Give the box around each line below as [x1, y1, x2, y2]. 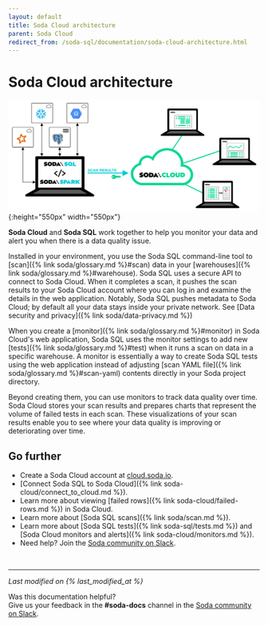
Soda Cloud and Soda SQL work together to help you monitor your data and [8, 228, 258, 237]
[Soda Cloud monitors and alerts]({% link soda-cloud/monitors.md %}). [19, 530, 254, 539]
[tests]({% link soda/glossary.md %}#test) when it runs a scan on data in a [8, 343, 254, 353]
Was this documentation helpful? [8, 592, 116, 601]
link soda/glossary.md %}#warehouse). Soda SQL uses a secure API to [8, 268, 242, 278]
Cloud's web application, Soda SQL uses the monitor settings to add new [8, 335, 249, 344]
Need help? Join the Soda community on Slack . [19, 538, 176, 547]
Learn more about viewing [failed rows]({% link [19, 495, 175, 505]
